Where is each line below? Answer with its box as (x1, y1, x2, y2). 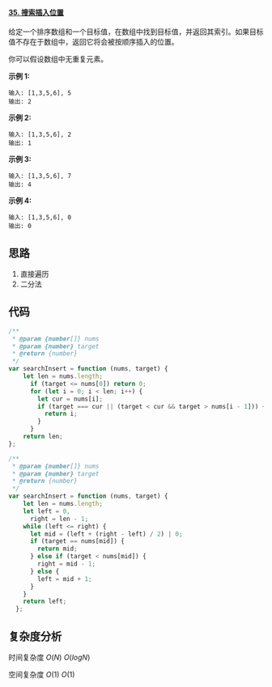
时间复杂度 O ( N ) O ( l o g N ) (8, 652, 91, 663)
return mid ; (37, 545, 79, 553)
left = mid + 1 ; (37, 575, 92, 583)
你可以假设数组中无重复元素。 (8, 54, 108, 64)
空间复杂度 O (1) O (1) (8, 670, 75, 680)
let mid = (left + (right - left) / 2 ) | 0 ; (29, 530, 183, 538)
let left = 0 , (23, 507, 70, 515)
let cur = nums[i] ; (37, 395, 104, 403)
